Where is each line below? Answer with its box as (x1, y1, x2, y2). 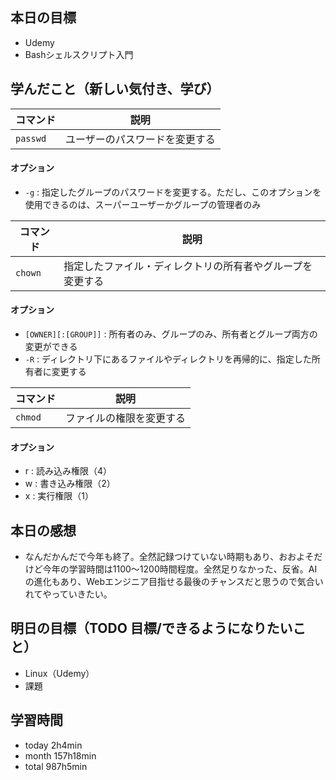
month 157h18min (24, 749, 97, 762)
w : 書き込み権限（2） (24, 478, 116, 490)
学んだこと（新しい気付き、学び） (10, 81, 220, 98)
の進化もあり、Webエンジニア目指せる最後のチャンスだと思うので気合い (24, 576, 324, 588)
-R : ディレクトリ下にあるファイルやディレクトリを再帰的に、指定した (24, 353, 312, 365)
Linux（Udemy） (24, 667, 95, 679)
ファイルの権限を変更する (65, 411, 187, 425)
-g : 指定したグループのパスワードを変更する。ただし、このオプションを (24, 186, 322, 198)
